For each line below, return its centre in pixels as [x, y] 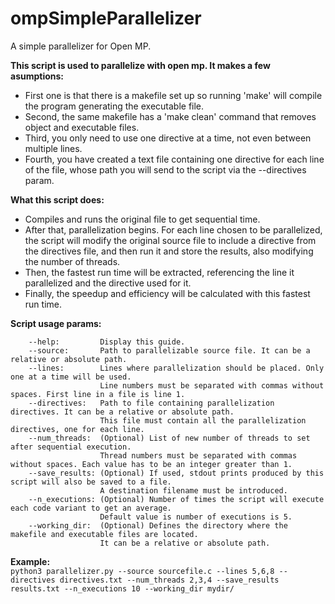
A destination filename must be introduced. [193, 490]
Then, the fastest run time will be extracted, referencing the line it [159, 272]
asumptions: [37, 76]
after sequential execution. [71, 447]
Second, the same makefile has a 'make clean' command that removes [170, 116]
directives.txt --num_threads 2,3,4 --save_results [169, 580]
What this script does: [57, 199]
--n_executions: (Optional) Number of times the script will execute [176, 499]
